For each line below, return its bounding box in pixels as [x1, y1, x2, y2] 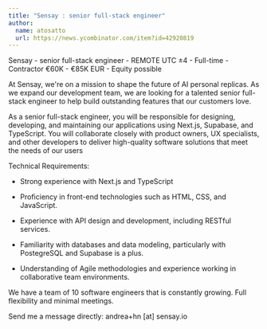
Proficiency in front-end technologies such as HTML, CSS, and [19, 192, 226, 202]
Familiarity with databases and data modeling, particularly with [19, 240, 226, 249]
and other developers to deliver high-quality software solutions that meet [8, 137, 249, 147]
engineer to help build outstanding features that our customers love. [27, 96, 252, 106]
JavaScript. [19, 201, 58, 210]
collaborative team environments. [19, 272, 130, 282]
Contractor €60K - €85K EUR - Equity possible [8, 65, 162, 74]
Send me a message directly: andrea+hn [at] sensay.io [8, 311, 188, 321]
